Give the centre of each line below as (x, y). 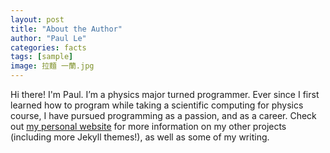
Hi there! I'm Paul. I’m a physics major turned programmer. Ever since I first (165, 94)
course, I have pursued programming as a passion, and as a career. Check (163, 115)
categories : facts (48, 47)
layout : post (37, 19)
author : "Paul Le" (48, 38)
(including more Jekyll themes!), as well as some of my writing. (140, 137)
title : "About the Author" (66, 29)
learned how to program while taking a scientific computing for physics (157, 105)
